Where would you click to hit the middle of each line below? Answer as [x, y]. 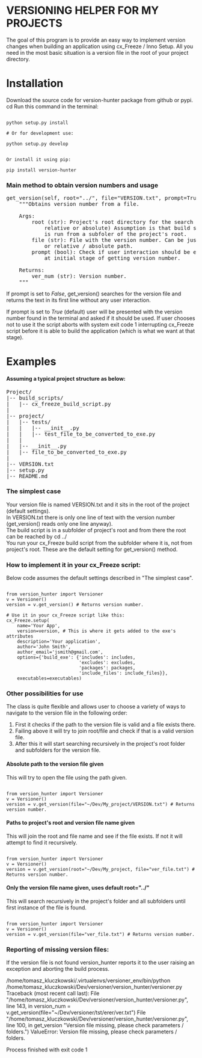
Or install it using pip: [38, 159]
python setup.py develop [37, 144]
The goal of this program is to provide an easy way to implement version [96, 40]
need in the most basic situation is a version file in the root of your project [97, 52]
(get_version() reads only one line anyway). [60, 523]
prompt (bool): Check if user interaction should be [111, 252]
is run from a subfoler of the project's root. [116, 234]
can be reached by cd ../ [37, 537]
